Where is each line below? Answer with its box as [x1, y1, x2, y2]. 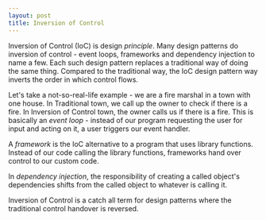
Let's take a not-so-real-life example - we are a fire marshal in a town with [8, 90, 251, 99]
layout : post [8, 11, 52, 20]
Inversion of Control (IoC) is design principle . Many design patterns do [8, 41, 239, 50]
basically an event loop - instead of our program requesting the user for [8, 115, 243, 125]
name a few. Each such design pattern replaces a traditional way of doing [8, 57, 249, 68]
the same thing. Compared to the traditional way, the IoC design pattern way [8, 66, 258, 75]
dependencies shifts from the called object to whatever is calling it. [8, 179, 228, 189]
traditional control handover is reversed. [8, 203, 139, 213]
